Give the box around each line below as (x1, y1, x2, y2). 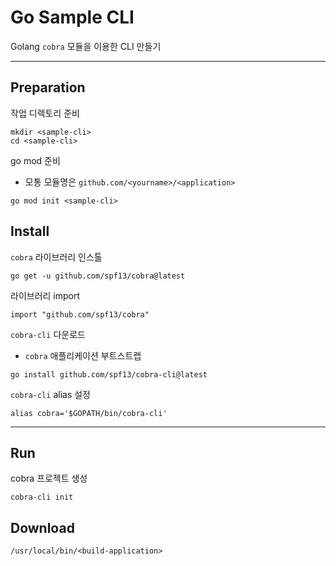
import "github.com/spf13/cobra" (10, 309, 150, 320)
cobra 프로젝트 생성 (10, 472, 88, 485)
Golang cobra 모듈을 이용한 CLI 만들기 (10, 40, 162, 52)
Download (10, 519, 75, 536)
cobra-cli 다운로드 (10, 328, 86, 340)
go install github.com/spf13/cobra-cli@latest (10, 369, 208, 380)
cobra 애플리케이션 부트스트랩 (24, 349, 142, 361)
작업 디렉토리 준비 (10, 107, 80, 119)
